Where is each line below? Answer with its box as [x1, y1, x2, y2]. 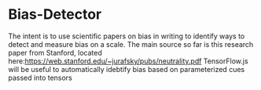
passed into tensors [8, 73, 72, 82]
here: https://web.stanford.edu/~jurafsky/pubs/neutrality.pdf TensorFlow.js [8, 56, 249, 66]
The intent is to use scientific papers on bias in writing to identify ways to [8, 31, 245, 41]
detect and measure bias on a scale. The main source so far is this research [8, 39, 254, 49]
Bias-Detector [8, 5, 102, 23]
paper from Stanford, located [8, 48, 102, 57]
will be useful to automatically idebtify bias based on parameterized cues [8, 64, 245, 74]
